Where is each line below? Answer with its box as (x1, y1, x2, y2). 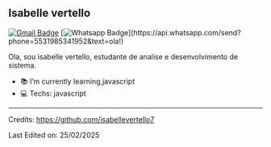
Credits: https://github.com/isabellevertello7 (8, 114, 155, 124)
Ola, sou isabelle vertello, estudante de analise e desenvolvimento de (8, 51, 239, 61)
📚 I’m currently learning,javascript (19, 76, 135, 86)
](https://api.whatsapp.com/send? (127, 27, 242, 37)
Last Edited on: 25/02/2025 (8, 130, 100, 140)
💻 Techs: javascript (19, 88, 86, 98)
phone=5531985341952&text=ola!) (8, 36, 124, 46)
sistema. (8, 60, 36, 70)
